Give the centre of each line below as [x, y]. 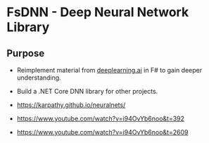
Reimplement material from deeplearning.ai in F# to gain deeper [109, 70]
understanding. [39, 77]
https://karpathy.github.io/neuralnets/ [71, 105]
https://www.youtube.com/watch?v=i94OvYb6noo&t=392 [100, 118]
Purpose [26, 53]
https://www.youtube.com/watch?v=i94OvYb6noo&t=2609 [102, 132]
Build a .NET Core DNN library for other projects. [87, 91]
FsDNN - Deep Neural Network [98, 12]
